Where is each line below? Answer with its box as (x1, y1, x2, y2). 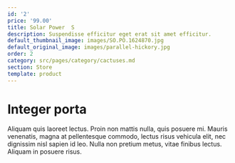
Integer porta (7, 101, 87, 117)
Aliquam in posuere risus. (7, 147, 82, 156)
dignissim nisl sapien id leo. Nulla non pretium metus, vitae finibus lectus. (7, 140, 222, 149)
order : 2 (7, 51, 33, 58)
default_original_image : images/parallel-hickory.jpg (7, 44, 171, 51)
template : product (7, 70, 62, 77)
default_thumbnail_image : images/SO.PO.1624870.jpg (7, 37, 164, 44)
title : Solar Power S (7, 24, 75, 31)
